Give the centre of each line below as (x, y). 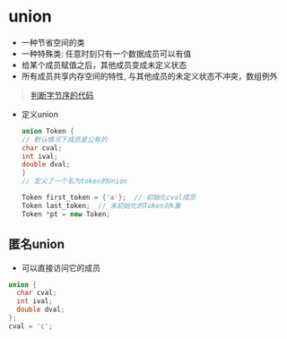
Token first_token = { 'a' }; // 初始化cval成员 (109, 198)
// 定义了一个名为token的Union (74, 181)
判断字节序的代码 (62, 95)
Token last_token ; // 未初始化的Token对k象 (101, 205)
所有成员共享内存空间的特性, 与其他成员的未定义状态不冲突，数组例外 (149, 76)
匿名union (36, 244)
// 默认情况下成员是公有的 (65, 139)
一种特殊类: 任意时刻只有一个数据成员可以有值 (106, 53)
